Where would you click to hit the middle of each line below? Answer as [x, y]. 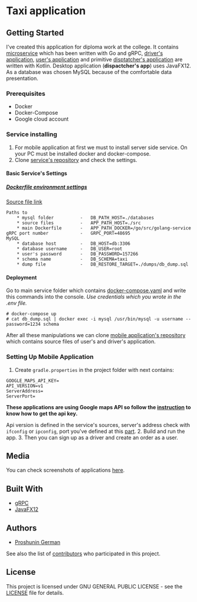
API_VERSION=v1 [25, 386]
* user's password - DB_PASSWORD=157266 [78, 254]
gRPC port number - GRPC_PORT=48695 [68, 234]
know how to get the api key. [42, 413]
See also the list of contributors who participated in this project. [83, 554]
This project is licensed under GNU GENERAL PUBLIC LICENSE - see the [94, 586]
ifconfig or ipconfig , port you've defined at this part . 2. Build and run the [96, 431]
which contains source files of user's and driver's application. [81, 342]
